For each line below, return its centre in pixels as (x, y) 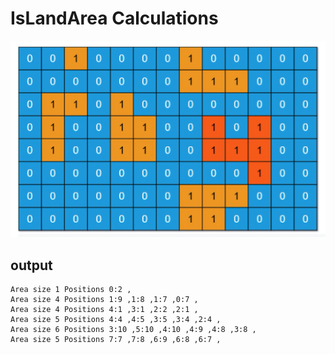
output (31, 265)
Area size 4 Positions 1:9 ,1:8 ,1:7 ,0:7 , (104, 300)
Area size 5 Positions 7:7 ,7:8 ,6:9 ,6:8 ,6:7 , (116, 340)
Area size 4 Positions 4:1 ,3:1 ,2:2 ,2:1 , (104, 310)
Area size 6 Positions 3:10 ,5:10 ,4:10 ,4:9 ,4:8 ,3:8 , (133, 330)
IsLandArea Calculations (114, 18)
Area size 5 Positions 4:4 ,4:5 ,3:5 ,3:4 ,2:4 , (116, 320)
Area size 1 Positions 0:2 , (71, 290)
